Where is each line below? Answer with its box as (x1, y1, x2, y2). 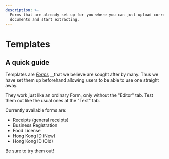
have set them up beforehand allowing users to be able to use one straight (5, 77, 159, 83)
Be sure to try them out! (5, 148, 54, 154)
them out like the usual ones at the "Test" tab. (5, 98, 100, 104)
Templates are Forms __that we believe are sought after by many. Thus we (5, 71, 159, 78)
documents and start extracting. (10, 17, 80, 22)
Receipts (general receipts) (12, 117, 69, 123)
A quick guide (5, 58, 49, 67)
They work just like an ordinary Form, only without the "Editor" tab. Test (5, 92, 153, 98)
